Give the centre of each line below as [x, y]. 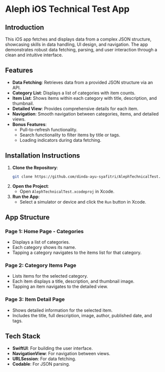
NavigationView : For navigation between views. [61, 353]
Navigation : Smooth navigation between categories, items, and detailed [85, 114]
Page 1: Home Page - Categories [44, 231]
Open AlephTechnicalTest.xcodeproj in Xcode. [67, 191]
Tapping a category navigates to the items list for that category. [77, 252]
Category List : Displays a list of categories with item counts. [74, 93]
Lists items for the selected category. [50, 276]
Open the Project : [31, 186]
